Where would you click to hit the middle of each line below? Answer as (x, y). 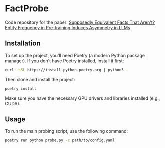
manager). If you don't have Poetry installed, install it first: (65, 61)
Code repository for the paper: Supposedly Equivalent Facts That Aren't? (80, 22)
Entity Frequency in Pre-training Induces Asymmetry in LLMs (68, 27)
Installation (23, 44)
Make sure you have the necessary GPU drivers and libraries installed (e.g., (83, 98)
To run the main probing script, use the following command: (67, 131)
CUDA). (13, 103)
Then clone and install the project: (40, 79)
